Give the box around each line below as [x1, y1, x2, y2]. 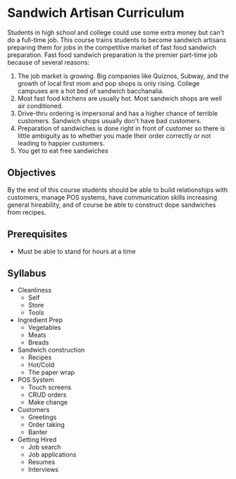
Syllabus [7, 267, 47, 279]
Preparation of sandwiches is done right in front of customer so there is [17, 124, 225, 132]
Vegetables [27, 324, 61, 332]
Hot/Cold [27, 361, 55, 369]
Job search [27, 443, 61, 452]
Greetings [27, 413, 57, 421]
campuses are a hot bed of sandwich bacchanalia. [17, 87, 164, 95]
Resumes [27, 458, 56, 466]
